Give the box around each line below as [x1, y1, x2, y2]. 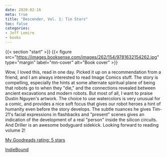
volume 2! [5, 127, 26, 133]
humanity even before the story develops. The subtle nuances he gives [5, 106, 151, 112]
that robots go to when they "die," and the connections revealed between [5, 85, 156, 91]
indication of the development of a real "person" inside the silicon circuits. [5, 117, 158, 123]
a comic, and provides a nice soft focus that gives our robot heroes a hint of [5, 101, 161, 107]
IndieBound [5, 147, 29, 153]
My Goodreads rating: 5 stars [5, 137, 66, 143]
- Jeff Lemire [5, 30, 35, 35]
